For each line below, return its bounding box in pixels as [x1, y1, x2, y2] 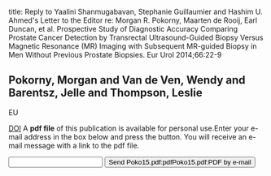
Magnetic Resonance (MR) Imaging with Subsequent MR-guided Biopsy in [8, 41, 257, 51]
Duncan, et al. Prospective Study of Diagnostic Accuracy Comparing [8, 24, 238, 33]
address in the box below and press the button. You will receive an [24, 131, 247, 141]
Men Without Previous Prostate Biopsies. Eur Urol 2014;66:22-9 [8, 50, 222, 59]
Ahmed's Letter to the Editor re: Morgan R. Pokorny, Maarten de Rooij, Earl [8, 15, 258, 25]
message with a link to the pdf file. [24, 140, 140, 150]
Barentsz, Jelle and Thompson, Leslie [8, 86, 203, 100]
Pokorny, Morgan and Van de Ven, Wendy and [8, 73, 246, 88]
